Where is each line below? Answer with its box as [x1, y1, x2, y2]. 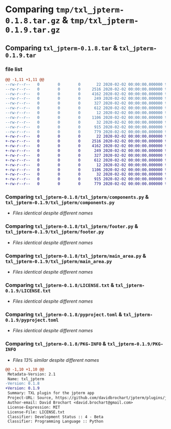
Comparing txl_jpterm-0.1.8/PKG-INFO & [5, 340, 106, 347]
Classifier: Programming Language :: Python [7, 419, 103, 424]
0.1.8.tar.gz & [5, 14, 69, 26]
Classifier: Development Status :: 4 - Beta [7, 414, 103, 419]
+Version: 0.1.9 [5, 386, 40, 391]
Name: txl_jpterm [7, 376, 44, 382]
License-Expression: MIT [7, 405, 60, 410]
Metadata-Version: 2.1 [7, 371, 56, 377]
